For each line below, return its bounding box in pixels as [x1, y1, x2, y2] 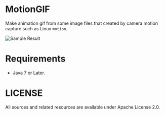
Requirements [5, 53, 66, 65]
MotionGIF [5, 4, 51, 15]
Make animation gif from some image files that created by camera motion [5, 20, 158, 26]
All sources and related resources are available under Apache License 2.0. [5, 104, 160, 110]
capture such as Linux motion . [5, 25, 68, 31]
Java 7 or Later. [12, 70, 46, 76]
